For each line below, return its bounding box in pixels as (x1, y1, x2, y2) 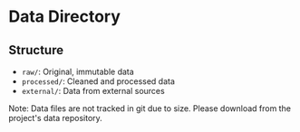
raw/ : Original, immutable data (21, 66, 135, 77)
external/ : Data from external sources (21, 86, 165, 96)
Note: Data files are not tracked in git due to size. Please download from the (8, 103, 292, 114)
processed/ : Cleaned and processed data (21, 76, 176, 87)
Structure (8, 42, 64, 58)
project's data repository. (8, 113, 103, 123)
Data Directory (8, 6, 121, 27)
